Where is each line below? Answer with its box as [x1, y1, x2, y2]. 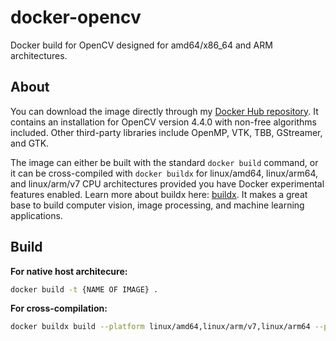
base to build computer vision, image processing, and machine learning [10, 199, 305, 211]
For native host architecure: [10, 265, 128, 277]
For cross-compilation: [10, 302, 108, 315]
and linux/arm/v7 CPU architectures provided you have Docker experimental [10, 177, 325, 190]
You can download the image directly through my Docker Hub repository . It [10, 105, 319, 117]
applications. [10, 209, 63, 221]
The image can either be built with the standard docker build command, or [10, 156, 319, 168]
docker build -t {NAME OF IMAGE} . [10, 284, 159, 295]
